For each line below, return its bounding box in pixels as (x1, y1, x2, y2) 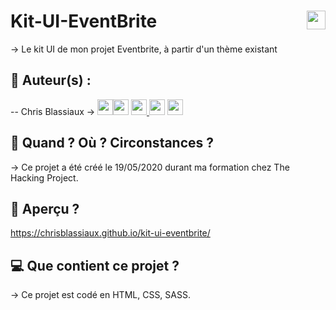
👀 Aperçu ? (10, 200, 80, 217)
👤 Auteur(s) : (10, 72, 92, 89)
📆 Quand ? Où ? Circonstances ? (10, 135, 215, 152)
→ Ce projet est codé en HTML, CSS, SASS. (10, 289, 191, 301)
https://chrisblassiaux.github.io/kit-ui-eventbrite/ (10, 227, 211, 239)
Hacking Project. (10, 171, 79, 184)
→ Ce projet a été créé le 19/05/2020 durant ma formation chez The (10, 161, 290, 173)
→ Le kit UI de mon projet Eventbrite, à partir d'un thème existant (10, 43, 278, 55)
